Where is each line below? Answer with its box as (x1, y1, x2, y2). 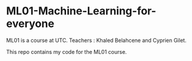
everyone (6, 17, 55, 30)
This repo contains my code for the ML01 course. (6, 48, 127, 55)
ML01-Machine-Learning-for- (6, 4, 157, 18)
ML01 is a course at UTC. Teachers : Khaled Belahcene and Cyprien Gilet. (6, 36, 187, 44)
